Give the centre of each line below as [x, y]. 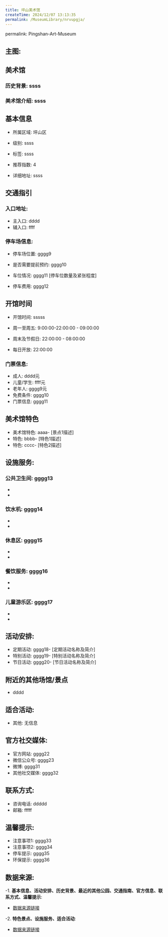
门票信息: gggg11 [30, 401]
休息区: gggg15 [24, 540]
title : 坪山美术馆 [23, 10]
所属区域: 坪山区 [29, 132]
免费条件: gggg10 [31, 395]
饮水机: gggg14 [24, 509]
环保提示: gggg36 [31, 860]
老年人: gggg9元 [30, 389]
